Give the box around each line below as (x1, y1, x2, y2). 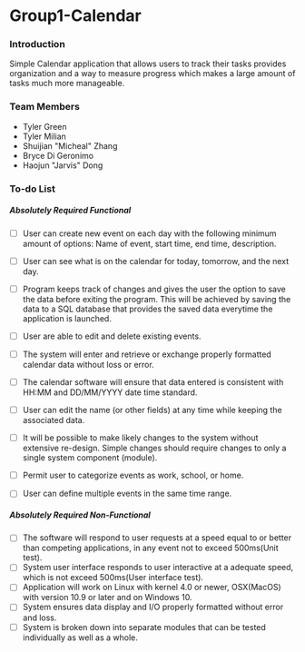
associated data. (22, 415, 85, 426)
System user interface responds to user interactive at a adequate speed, (22, 562, 294, 573)
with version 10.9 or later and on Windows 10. (22, 592, 192, 603)
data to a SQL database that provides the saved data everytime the (22, 303, 273, 314)
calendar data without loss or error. (22, 359, 154, 370)
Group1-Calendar (9, 5, 143, 26)
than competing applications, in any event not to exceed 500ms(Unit (22, 542, 279, 554)
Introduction (9, 38, 65, 51)
